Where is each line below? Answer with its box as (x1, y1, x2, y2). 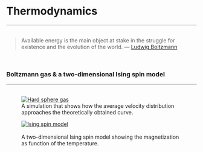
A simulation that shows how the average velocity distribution (21, 102, 175, 110)
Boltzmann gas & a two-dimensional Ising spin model (6, 70, 165, 78)
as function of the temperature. (21, 140, 99, 147)
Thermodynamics (6, 4, 98, 18)
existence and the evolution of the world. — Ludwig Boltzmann (21, 43, 178, 50)
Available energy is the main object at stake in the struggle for (21, 36, 175, 44)
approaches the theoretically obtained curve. (21, 109, 134, 116)
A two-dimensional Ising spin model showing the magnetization (21, 133, 179, 140)
